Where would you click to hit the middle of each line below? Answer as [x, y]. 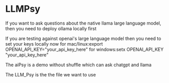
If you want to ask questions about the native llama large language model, [83, 23]
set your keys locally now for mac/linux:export [54, 44]
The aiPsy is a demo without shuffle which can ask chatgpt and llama [78, 65]
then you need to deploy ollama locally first [51, 28]
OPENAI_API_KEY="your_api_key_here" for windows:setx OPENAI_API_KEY [85, 49]
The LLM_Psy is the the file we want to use [51, 74]
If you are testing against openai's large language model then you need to [83, 38]
